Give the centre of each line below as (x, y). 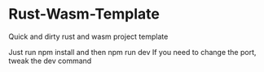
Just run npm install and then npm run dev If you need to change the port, (132, 52)
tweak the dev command (50, 61)
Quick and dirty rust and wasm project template (88, 36)
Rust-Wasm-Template (84, 14)
